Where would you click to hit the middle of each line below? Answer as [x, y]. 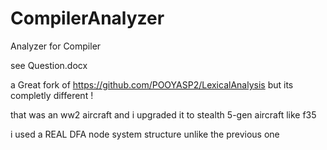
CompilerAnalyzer [87, 18]
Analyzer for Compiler [56, 46]
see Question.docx [49, 65]
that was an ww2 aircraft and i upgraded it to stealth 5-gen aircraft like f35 [163, 114]
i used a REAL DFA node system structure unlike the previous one [145, 134]
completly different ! [52, 95]
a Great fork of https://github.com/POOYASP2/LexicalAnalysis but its [152, 84]
